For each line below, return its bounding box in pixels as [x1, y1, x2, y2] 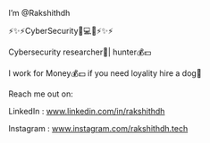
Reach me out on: [8, 88, 73, 99]
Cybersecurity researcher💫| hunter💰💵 [8, 46, 152, 57]
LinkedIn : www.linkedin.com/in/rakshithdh [8, 106, 165, 116]
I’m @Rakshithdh [8, 8, 71, 18]
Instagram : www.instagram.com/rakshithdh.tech [8, 123, 189, 133]
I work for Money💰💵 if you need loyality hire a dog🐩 [8, 68, 202, 79]
